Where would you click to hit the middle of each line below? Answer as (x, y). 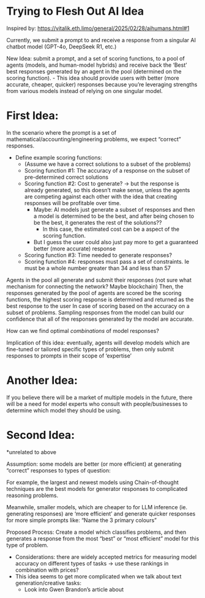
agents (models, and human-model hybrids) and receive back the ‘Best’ (97, 65)
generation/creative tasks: (48, 583)
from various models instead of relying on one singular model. (85, 91)
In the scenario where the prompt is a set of (61, 132)
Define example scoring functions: (58, 157)
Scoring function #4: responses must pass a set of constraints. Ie (107, 261)
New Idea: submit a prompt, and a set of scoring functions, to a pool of (95, 58)
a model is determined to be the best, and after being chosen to (114, 216)
